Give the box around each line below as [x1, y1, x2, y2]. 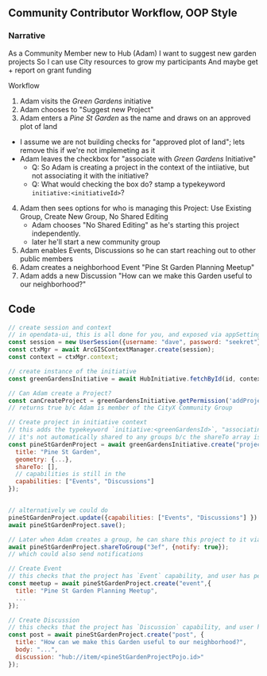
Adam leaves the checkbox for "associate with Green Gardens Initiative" [19, 154, 257, 163]
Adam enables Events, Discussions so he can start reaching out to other [19, 245, 256, 255]
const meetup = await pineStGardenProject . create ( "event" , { [8, 580, 212, 588]
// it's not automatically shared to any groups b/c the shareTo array [8, 433, 250, 441]
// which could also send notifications [8, 550, 145, 558]
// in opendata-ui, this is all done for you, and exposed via [8, 330, 222, 339]
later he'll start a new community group [31, 236, 161, 246]
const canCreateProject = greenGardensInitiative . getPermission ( [8, 397, 229, 404]
